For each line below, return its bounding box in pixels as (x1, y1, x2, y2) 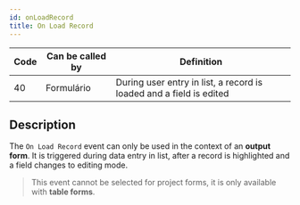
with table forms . (30, 186, 96, 197)
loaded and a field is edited (115, 86, 229, 99)
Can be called (46, 50, 107, 62)
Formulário (46, 81, 91, 94)
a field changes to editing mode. (9, 160, 129, 170)
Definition (179, 55, 223, 68)
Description (9, 117, 76, 132)
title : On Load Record (9, 21, 94, 30)
